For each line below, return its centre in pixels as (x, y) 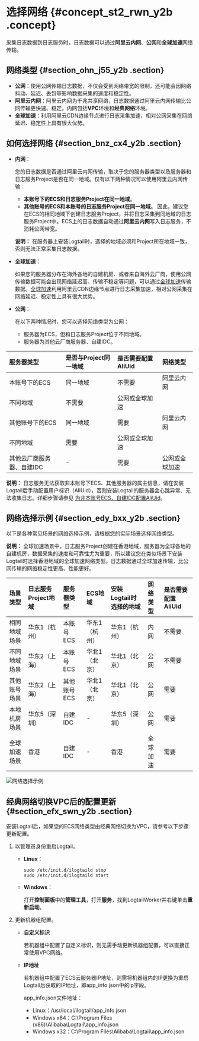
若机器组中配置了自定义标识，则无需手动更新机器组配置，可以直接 (104, 945)
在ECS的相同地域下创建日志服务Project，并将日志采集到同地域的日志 (107, 214)
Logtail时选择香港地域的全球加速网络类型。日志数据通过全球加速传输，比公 (97, 561)
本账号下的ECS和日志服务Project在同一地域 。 (79, 199)
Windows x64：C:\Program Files (72, 1018)
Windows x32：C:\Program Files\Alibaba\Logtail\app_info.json (108, 1031)
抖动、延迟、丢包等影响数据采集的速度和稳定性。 (74, 93)
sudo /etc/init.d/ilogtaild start (66, 876)
